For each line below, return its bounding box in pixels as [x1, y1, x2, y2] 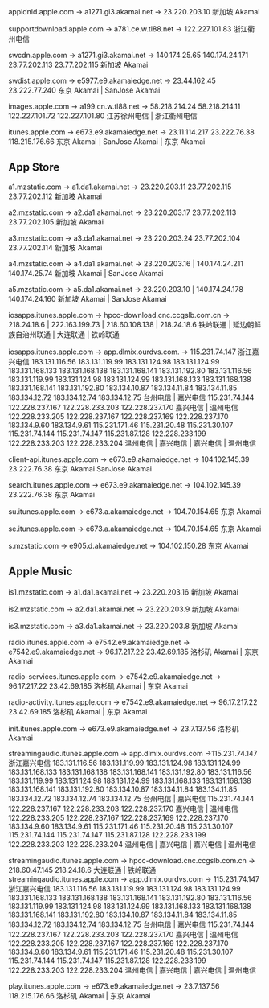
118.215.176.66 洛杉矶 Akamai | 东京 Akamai [8, 990, 151, 1000]
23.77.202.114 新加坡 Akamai [8, 242, 103, 252]
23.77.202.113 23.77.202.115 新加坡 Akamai [8, 60, 149, 69]
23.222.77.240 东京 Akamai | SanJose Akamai [8, 85, 161, 95]
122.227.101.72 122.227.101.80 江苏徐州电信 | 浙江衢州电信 [8, 111, 198, 121]
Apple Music [8, 565, 73, 578]
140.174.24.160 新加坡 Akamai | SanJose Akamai [8, 294, 167, 303]
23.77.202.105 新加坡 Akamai [8, 216, 104, 227]
